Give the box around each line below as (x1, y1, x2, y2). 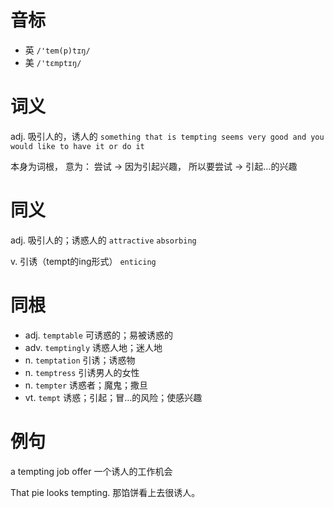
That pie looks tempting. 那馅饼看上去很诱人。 (10, 486, 201, 498)
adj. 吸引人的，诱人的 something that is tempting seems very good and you (10, 130, 325, 142)
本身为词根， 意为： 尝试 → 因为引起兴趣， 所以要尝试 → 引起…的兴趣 (10, 160, 298, 172)
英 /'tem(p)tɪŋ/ (24, 44, 91, 56)
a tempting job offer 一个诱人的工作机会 (10, 465, 173, 477)
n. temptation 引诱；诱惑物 (24, 354, 136, 366)
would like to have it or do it (10, 141, 145, 151)
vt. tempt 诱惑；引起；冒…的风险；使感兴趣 (24, 391, 203, 403)
